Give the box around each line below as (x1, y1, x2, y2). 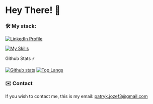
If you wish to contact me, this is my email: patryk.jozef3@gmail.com (5, 93, 148, 99)
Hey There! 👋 (5, 4, 61, 16)
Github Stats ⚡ (5, 55, 35, 61)
